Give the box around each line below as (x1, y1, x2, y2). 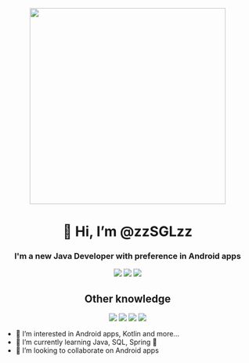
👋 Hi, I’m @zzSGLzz (62, 223, 193, 241)
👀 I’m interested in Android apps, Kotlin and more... (15, 329, 180, 339)
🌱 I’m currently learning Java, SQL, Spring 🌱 (15, 337, 158, 347)
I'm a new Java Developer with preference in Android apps (14, 251, 241, 262)
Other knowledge (85, 292, 171, 305)
